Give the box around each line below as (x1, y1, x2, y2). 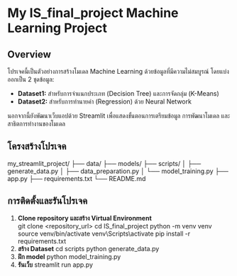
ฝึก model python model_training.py (17, 252, 121, 260)
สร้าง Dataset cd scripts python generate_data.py (17, 244, 160, 253)
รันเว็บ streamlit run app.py (17, 260, 94, 269)
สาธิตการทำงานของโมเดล (7, 119, 66, 128)
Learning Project (7, 20, 108, 36)
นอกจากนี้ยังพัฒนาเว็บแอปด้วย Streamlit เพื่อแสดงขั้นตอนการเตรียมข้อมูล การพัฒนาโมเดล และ (7, 111, 231, 120)
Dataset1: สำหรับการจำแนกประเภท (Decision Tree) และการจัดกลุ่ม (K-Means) (17, 89, 220, 97)
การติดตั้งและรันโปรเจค (7, 195, 88, 207)
